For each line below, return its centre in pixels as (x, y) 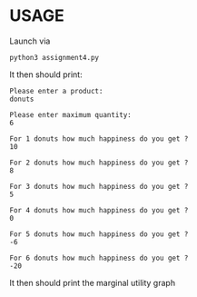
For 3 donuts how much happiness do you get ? (99, 186)
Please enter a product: (56, 91)
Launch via (30, 41)
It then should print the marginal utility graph (92, 282)
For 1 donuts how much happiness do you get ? (99, 139)
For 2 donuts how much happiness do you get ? (99, 163)
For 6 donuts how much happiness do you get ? (99, 258)
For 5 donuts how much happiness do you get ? (99, 234)
